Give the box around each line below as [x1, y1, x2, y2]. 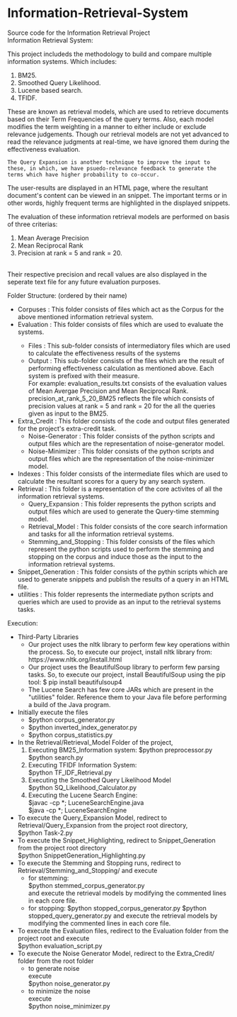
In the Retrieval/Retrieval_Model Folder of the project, [17, 738, 173, 746]
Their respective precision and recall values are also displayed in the [7, 269, 207, 278]
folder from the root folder [17, 956, 94, 965]
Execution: [7, 618, 38, 627]
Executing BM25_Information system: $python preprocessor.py [28, 745, 213, 754]
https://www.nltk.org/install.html [28, 655, 122, 664]
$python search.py [28, 753, 83, 762]
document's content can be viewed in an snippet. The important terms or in [7, 191, 228, 199]
